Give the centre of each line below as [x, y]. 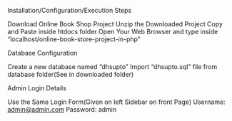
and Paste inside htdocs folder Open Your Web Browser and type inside [113, 32]
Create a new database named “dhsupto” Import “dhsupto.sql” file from [112, 67]
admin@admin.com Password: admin [62, 109]
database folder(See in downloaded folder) [71, 74]
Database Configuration [42, 53]
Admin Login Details [37, 88]
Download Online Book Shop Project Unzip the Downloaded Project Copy [115, 24]
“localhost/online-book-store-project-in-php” [74, 39]
